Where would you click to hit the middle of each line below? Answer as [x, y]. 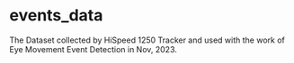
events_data [56, 16]
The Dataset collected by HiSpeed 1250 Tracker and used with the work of [147, 40]
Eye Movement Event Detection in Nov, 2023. [94, 49]
